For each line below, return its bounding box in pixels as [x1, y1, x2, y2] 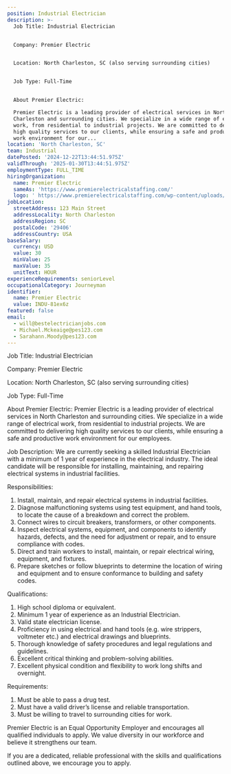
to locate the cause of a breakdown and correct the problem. [16, 510, 190, 519]
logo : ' [13, 192, 36, 200]
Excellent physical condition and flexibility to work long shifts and [16, 662, 203, 670]
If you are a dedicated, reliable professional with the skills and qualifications [7, 751, 222, 760]
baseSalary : [7, 237, 41, 244]
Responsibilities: [7, 483, 54, 491]
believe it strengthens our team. [7, 738, 98, 746]
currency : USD [13, 244, 54, 250]
